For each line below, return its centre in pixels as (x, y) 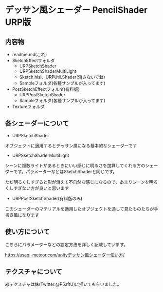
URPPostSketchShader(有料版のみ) (47, 198)
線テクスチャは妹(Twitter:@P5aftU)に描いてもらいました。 (63, 284)
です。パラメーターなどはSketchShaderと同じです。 (65, 171)
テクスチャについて (34, 272)
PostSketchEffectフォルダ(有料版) (46, 89)
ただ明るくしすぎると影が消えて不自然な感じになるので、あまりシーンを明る (81, 182)
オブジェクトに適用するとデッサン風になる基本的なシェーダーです (71, 146)
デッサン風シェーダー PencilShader (76, 10)
